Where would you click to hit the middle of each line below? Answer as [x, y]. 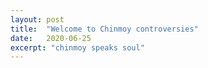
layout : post [37, 19]
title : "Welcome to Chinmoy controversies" [104, 29]
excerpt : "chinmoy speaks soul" [77, 47]
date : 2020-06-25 [51, 38]
